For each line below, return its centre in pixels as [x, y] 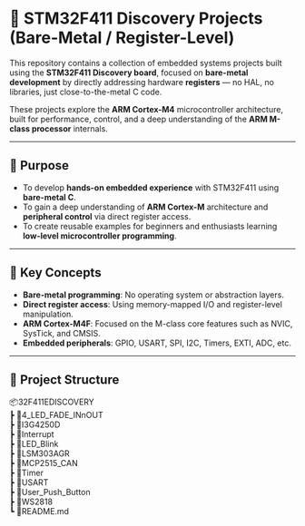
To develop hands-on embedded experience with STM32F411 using [151, 187]
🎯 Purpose [39, 166]
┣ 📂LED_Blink [34, 444]
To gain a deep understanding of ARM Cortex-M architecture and [145, 207]
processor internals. [70, 128]
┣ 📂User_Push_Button [50, 492]
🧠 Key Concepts [55, 273]
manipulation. [48, 314]
